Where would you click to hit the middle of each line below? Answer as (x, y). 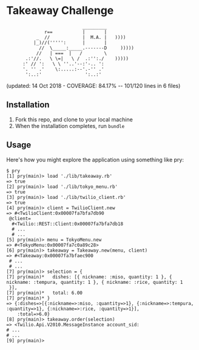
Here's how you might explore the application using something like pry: (95, 160)
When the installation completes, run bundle (70, 126)
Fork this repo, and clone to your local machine (74, 119)
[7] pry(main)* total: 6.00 (45, 293)
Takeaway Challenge (60, 11)
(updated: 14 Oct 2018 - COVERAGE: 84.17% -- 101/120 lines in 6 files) (93, 86)
